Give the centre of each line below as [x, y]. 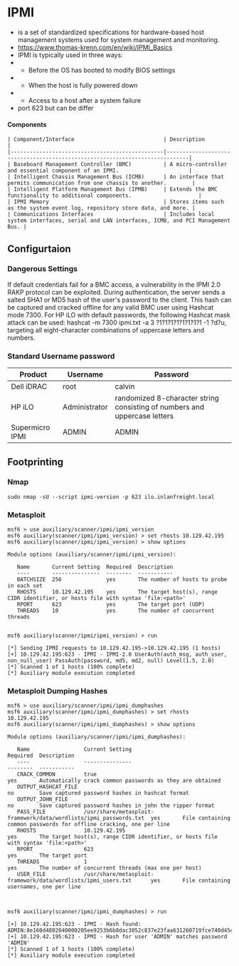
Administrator [85, 407]
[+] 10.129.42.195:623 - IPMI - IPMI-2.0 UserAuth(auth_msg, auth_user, [117, 655]
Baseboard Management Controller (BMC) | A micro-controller [121, 165]
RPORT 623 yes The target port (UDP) [111, 605]
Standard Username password [61, 356]
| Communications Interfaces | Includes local [111, 215]
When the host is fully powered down [83, 85]
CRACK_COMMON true [57, 775]
